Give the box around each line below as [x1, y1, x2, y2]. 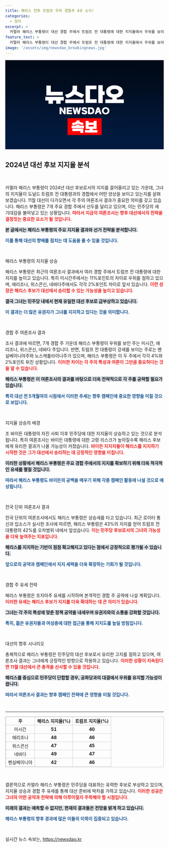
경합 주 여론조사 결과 [5, 330, 46, 336]
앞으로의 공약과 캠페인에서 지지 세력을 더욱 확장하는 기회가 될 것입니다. [5, 561, 142, 567]
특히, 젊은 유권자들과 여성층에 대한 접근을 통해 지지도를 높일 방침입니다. [5, 620, 143, 626]
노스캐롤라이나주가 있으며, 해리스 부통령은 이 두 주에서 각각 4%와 [35, 353, 163, 359]
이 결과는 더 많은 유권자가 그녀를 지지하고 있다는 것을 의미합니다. [5, 309, 130, 315]
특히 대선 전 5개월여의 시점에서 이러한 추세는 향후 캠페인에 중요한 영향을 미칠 [5, 393, 153, 399]
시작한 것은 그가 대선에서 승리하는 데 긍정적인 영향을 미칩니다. [5, 449, 125, 455]
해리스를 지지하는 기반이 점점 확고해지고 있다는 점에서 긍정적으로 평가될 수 [5, 544, 148, 550]
